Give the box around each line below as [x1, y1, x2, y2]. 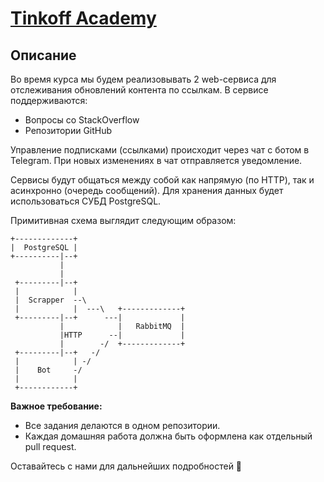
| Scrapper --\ [14, 295, 87, 305]
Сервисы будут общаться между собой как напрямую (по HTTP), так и [10, 174, 315, 186]
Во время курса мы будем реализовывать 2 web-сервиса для [10, 73, 277, 85]
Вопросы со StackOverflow [24, 114, 140, 126]
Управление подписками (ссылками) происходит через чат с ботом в [10, 144, 310, 156]
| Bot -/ [14, 365, 83, 375]
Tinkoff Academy [10, 7, 157, 30]
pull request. [24, 441, 77, 452]
